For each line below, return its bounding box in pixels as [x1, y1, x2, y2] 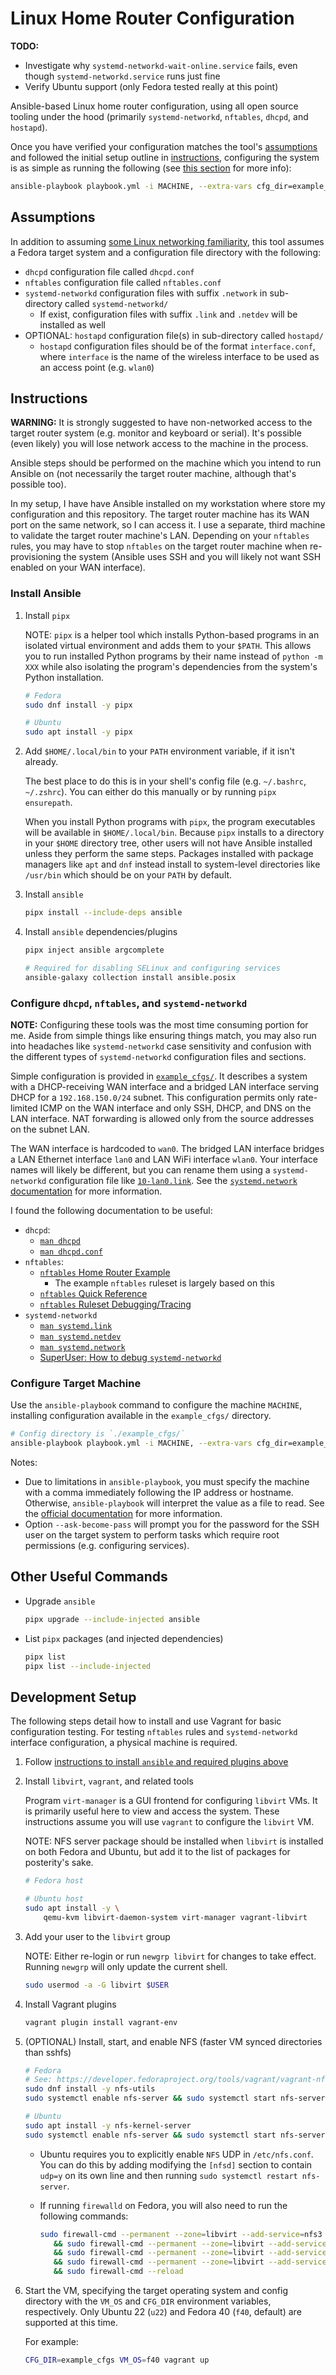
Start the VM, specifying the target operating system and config [24, 2285, 288, 2297]
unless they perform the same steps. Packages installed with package [24, 848, 314, 860]
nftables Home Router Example [39, 1267, 171, 1279]
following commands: [39, 2210, 129, 2222]
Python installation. [24, 671, 105, 683]
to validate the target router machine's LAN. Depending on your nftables [10, 530, 310, 542]
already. [24, 756, 59, 768]
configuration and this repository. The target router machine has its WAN [10, 508, 310, 521]
